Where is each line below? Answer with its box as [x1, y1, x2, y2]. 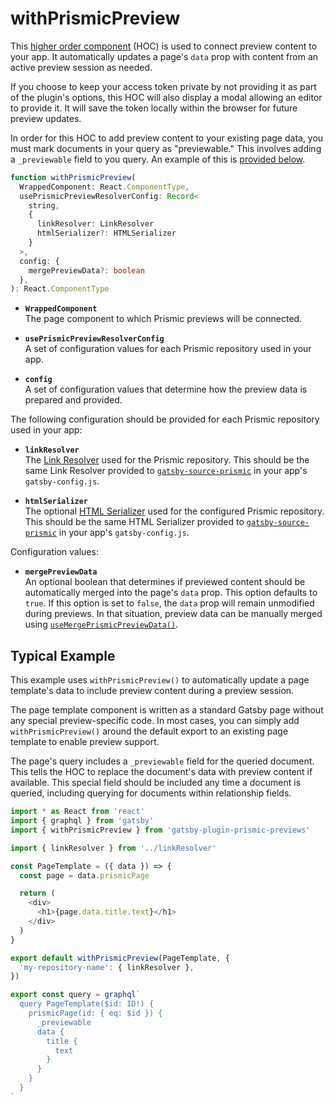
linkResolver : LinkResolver [36, 219, 155, 229]
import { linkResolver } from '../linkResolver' [10, 843, 217, 853]
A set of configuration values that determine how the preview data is [24, 383, 308, 396]
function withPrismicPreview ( [10, 172, 137, 182]
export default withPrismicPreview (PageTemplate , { [10, 953, 230, 963]
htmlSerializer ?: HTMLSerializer [36, 228, 177, 239]
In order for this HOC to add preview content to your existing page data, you [10, 132, 324, 144]
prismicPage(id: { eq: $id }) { [28, 1008, 163, 1018]
